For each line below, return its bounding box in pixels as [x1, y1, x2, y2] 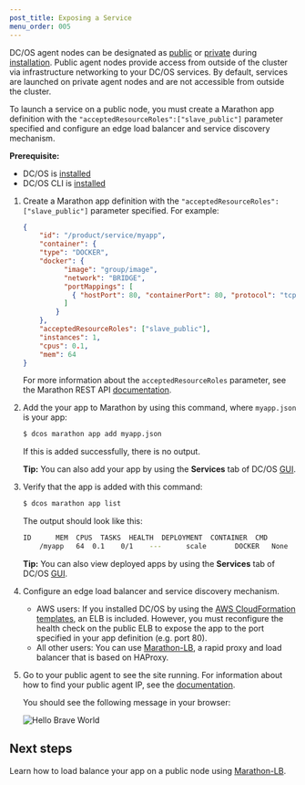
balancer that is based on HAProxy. [36, 652, 169, 663]
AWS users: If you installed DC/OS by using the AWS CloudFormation [36, 603, 296, 614]
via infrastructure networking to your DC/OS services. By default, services [9, 66, 289, 78]
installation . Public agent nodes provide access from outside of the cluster [9, 57, 289, 68]
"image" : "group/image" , [63, 265, 158, 274]
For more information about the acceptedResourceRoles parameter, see [22, 375, 287, 386]
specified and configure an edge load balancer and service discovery [9, 122, 270, 133]
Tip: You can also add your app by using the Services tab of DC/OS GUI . [22, 464, 297, 475]
